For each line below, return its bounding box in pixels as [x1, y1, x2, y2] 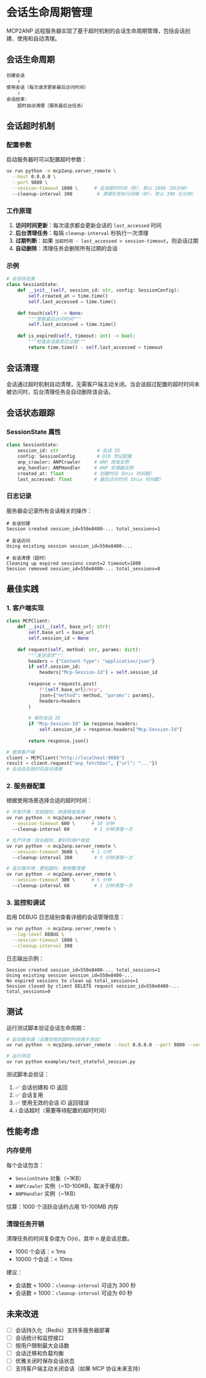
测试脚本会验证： [6, 1070, 50, 1078]
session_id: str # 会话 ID [17, 447, 120, 454]
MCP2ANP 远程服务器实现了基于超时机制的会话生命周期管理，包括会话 [6, 27, 185, 34]
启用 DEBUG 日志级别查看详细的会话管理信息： [6, 913, 125, 921]
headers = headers [39, 698, 81, 704]
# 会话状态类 [6, 276, 35, 282]
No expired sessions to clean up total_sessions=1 [6, 977, 139, 984]
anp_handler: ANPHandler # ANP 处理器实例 [17, 465, 134, 471]
